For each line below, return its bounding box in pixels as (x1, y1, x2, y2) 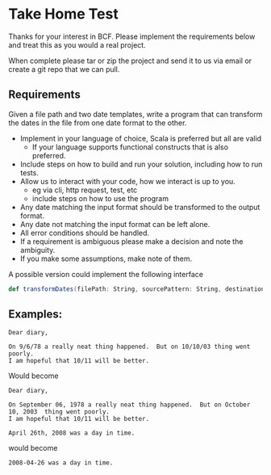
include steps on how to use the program (31, 193, 169, 203)
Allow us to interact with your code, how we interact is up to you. (19, 176, 236, 186)
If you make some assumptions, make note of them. (19, 254, 193, 263)
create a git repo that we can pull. (8, 64, 120, 74)
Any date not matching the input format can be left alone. (19, 219, 211, 229)
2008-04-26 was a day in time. (8, 459, 114, 467)
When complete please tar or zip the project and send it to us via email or (8, 56, 252, 65)
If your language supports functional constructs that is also (31, 142, 228, 152)
